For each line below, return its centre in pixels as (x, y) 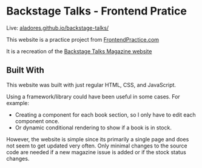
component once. (37, 121)
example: (18, 103)
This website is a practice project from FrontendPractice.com (83, 39)
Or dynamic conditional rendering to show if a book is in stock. (93, 128)
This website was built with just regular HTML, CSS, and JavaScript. (91, 85)
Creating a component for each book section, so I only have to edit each (105, 115)
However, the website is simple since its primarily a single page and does (98, 139)
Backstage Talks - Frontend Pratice (96, 11)
